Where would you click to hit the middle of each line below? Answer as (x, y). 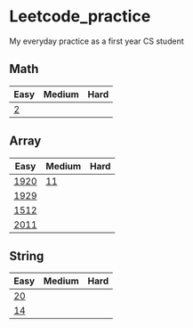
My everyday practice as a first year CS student (96, 41)
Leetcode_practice (80, 16)
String (27, 256)
